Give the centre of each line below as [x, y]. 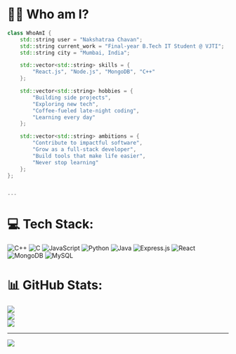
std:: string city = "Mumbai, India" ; [75, 53]
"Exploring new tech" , [66, 104]
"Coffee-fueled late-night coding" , [86, 111]
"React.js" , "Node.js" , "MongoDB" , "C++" [94, 72]
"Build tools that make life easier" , [89, 156]
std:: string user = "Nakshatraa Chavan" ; [81, 39]
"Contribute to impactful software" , [87, 143]
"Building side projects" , [72, 98]
